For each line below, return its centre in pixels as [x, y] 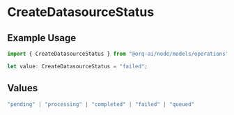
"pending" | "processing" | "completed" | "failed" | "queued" [101, 104]
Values [23, 88]
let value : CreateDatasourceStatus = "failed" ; [78, 66]
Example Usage [42, 38]
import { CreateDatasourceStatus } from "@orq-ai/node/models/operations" [118, 54]
